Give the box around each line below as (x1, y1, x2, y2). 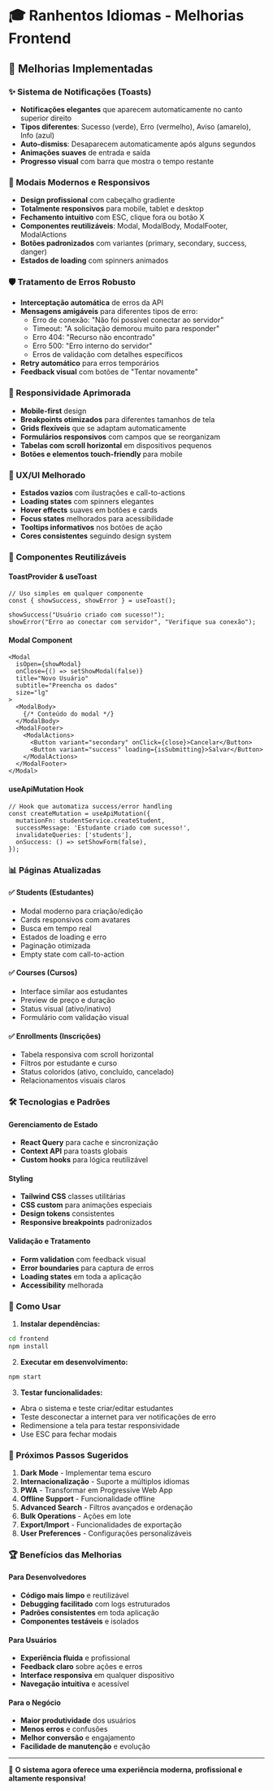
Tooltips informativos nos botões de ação (19, 522, 162, 533)
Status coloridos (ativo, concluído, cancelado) (19, 1067, 175, 1077)
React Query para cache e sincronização (19, 1138, 158, 1148)
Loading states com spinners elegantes (19, 497, 154, 507)
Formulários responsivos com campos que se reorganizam (19, 432, 221, 442)
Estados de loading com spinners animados (19, 255, 169, 265)
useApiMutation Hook (8, 784, 84, 794)
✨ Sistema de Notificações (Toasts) (8, 86, 152, 98)
